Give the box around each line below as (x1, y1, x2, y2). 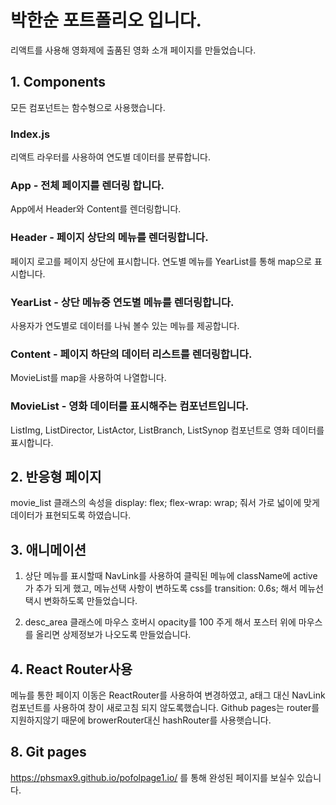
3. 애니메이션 (10, 541, 87, 558)
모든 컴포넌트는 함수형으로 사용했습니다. (10, 101, 166, 113)
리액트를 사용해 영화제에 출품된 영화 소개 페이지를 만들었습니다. (10, 44, 257, 56)
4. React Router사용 (10, 661, 133, 678)
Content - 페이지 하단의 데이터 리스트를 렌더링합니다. (10, 347, 253, 361)
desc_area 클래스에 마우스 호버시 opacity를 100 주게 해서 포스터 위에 (24, 616, 297, 628)
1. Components (10, 74, 107, 91)
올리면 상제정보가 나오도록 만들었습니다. (35, 629, 192, 641)
